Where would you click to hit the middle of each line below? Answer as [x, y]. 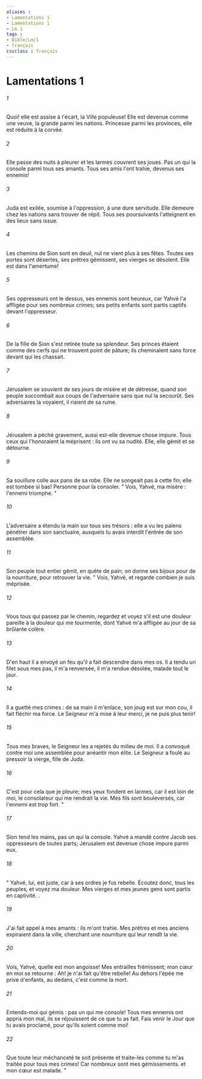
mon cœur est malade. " [36, 1071]
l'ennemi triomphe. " [32, 493]
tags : [14, 34]
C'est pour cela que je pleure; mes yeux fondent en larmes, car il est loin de [100, 792]
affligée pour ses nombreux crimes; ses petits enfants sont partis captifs [96, 305]
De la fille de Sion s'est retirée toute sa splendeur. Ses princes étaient [93, 344]
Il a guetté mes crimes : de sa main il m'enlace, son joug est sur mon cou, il [99, 707]
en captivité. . [23, 895]
